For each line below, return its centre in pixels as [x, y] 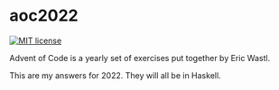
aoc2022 [44, 16]
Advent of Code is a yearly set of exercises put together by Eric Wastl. [140, 58]
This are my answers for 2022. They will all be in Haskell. [115, 75]
